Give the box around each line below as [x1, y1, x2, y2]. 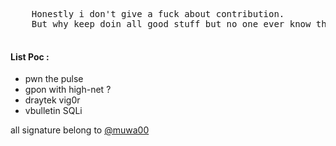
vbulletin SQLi [24, 105, 83, 117]
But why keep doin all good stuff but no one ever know [31, 19, 312, 29]
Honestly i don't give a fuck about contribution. [31, 9, 285, 19]
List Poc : [10, 50, 50, 63]
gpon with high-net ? [24, 84, 112, 96]
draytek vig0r [24, 94, 81, 106]
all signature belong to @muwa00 [10, 124, 150, 136]
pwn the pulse [24, 73, 84, 85]
